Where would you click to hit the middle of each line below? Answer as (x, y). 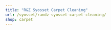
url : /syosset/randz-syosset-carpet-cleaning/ (56, 15)
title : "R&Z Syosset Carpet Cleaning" (47, 10)
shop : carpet (19, 19)
